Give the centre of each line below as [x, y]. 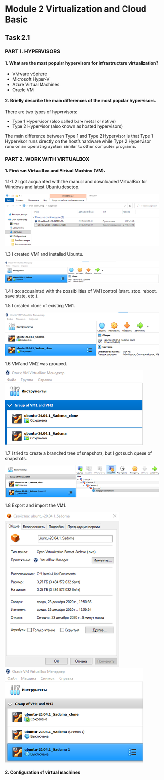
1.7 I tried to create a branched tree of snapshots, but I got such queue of [79, 453]
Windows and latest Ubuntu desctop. [42, 187]
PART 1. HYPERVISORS [32, 51]
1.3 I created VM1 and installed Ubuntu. [44, 254]
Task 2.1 [18, 37]
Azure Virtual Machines [36, 84]
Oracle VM [23, 90]
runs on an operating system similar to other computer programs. [71, 146]
